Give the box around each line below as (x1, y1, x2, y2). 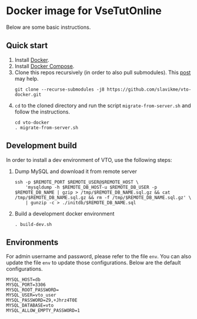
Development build (6, 141, 78, 151)
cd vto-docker (14, 119, 49, 125)
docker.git (14, 91, 42, 98)
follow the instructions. (14, 108, 71, 115)
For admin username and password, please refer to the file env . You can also (6, 253, 192, 260)
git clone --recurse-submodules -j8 (14, 87, 105, 92)
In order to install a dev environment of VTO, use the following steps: (6, 156, 172, 163)
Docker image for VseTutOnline (6, 4, 162, 18)
